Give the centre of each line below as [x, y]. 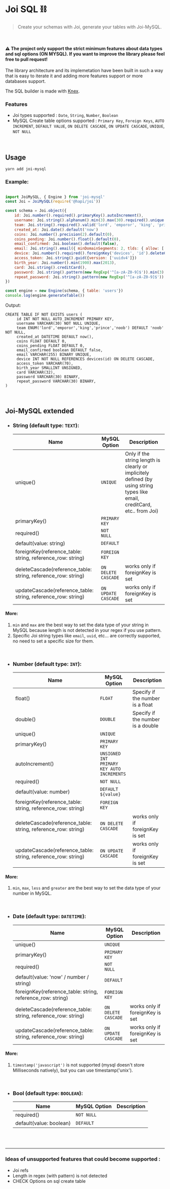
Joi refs [20, 1170]
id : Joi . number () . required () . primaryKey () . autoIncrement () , [79, 216]
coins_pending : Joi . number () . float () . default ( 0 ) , [68, 239]
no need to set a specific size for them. [53, 641]
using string [139, 485]
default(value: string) [40, 543]
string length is [142, 460]
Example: [17, 182]
